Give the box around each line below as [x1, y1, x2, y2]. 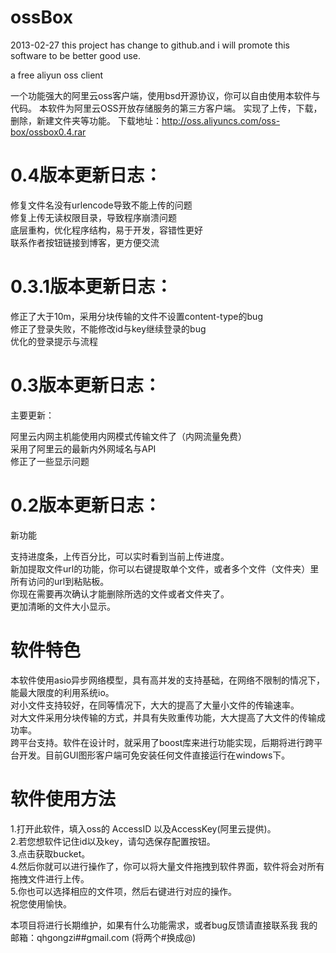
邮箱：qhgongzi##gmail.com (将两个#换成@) [10, 931, 197, 943]
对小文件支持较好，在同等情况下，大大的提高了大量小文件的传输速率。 [10, 699, 300, 711]
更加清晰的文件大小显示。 [10, 600, 116, 612]
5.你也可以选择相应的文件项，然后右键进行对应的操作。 [10, 885, 237, 897]
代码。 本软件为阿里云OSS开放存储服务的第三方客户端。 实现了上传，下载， [10, 102, 323, 114]
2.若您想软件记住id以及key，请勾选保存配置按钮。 [10, 835, 216, 847]
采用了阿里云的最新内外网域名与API [10, 442, 157, 455]
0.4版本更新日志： [10, 164, 163, 187]
